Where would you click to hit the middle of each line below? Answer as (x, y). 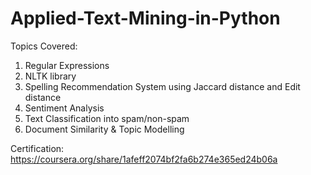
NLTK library (50, 76)
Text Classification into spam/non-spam (107, 118)
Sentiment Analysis (64, 108)
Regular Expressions (67, 65)
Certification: (37, 148)
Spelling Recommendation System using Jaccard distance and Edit (162, 86)
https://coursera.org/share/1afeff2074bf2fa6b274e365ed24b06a (144, 159)
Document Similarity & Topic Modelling (104, 129)
